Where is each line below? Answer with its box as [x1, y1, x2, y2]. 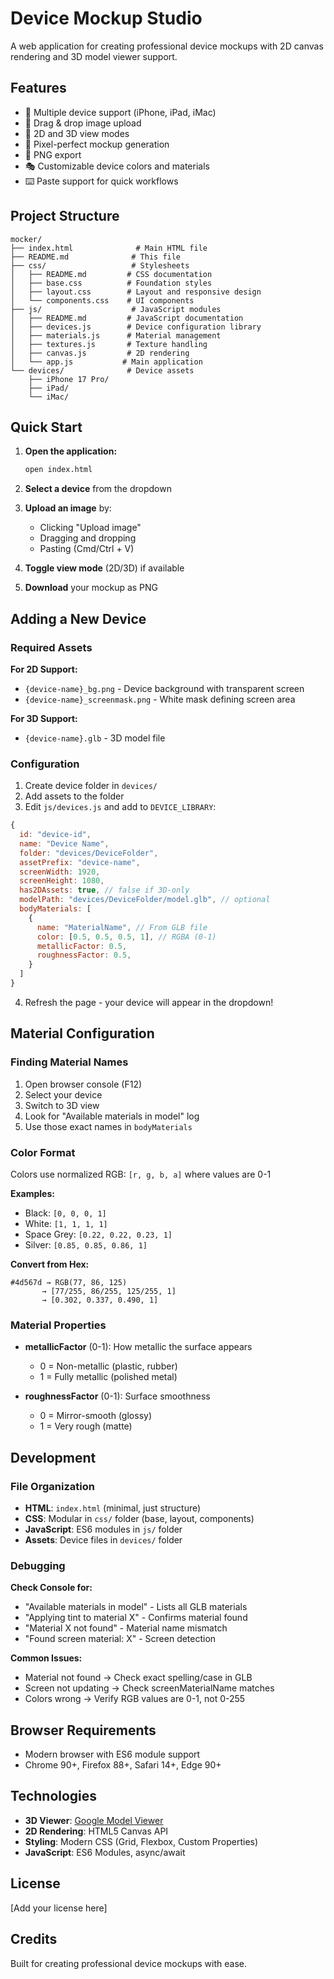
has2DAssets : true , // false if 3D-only [19, 885, 190, 896]
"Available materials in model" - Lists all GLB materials [24, 1601, 248, 1613]
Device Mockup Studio [10, 7, 203, 30]
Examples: [10, 1187, 55, 1199]
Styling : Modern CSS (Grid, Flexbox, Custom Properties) [24, 1835, 259, 1847]
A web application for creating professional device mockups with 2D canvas [10, 40, 324, 52]
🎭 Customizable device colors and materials [24, 160, 210, 172]
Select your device [24, 1088, 103, 1101]
